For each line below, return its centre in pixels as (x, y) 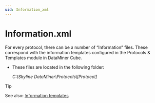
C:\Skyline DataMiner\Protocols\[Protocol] (55, 77)
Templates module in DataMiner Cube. (44, 58)
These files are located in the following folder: (58, 67)
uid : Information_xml (27, 10)
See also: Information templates (37, 95)
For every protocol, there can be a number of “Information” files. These (76, 47)
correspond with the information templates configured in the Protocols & (78, 52)
